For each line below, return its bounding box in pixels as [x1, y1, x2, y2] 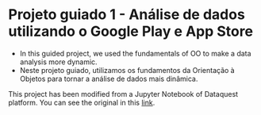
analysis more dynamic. [19, 57, 98, 67]
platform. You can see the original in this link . [8, 98, 155, 107]
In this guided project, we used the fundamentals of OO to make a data [19, 48, 251, 58]
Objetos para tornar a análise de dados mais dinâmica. [19, 74, 198, 83]
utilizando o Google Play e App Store [8, 22, 254, 40]
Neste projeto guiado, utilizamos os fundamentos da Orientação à [19, 65, 236, 75]
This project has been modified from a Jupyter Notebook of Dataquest [8, 89, 239, 98]
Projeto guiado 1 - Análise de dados [8, 6, 246, 24]
